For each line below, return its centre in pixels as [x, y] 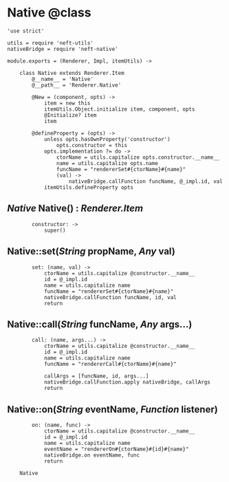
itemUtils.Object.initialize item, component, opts [119, 109]
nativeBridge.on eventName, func [91, 455]
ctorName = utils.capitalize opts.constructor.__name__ [138, 157]
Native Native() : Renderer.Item [75, 209]
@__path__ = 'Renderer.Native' [77, 85]
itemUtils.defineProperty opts [89, 187]
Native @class [49, 13]
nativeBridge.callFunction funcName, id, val [110, 297]
